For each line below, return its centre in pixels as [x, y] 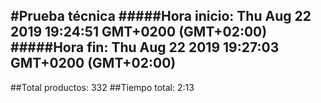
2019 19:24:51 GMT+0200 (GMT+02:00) [139, 32]
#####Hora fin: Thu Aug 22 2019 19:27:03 [145, 47]
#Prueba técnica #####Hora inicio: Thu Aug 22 [161, 16]
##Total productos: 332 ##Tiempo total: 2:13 [102, 87]
